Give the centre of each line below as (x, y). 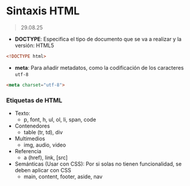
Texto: (23, 113)
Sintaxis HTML (43, 11)
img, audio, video (45, 145)
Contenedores (32, 126)
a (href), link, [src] (46, 157)
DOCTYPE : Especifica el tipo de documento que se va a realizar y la (98, 39)
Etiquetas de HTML (34, 100)
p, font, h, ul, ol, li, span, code (60, 119)
